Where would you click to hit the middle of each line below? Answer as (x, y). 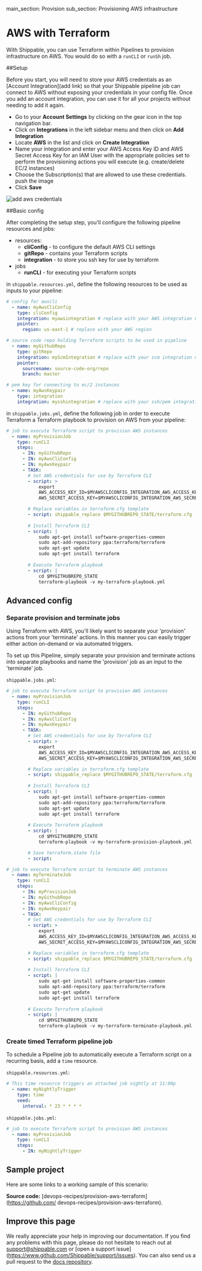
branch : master (41, 374)
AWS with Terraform (58, 33)
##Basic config (25, 210)
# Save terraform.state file (64, 853)
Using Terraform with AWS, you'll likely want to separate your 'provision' (96, 631)
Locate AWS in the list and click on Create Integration (82, 142)
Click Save (28, 187)
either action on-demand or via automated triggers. (70, 644)
